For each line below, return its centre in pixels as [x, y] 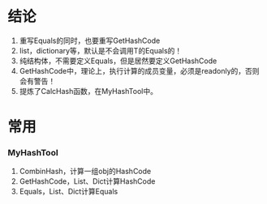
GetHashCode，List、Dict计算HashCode [87, 181]
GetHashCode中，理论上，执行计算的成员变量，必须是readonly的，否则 [140, 70]
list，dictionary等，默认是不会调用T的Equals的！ [101, 50]
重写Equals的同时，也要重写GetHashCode [90, 40]
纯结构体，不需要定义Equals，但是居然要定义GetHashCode [118, 61]
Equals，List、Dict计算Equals [69, 192]
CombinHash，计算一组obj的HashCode [85, 172]
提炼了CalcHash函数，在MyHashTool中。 [88, 91]
